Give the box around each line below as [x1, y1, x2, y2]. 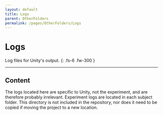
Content [5, 76, 31, 84]
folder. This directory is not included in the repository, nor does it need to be [5, 99, 158, 105]
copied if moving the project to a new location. [5, 105, 98, 110]
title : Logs [5, 12, 29, 16]
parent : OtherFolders [5, 16, 49, 21]
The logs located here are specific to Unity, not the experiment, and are [5, 89, 148, 95]
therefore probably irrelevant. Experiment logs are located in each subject [5, 94, 153, 100]
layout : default [5, 7, 38, 12]
